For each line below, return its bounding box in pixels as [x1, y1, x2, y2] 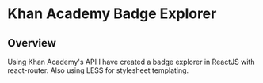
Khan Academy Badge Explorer [7, 5, 217, 23]
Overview [7, 36, 57, 50]
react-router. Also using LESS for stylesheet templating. [7, 66, 189, 75]
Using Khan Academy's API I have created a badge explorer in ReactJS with [7, 57, 255, 66]
